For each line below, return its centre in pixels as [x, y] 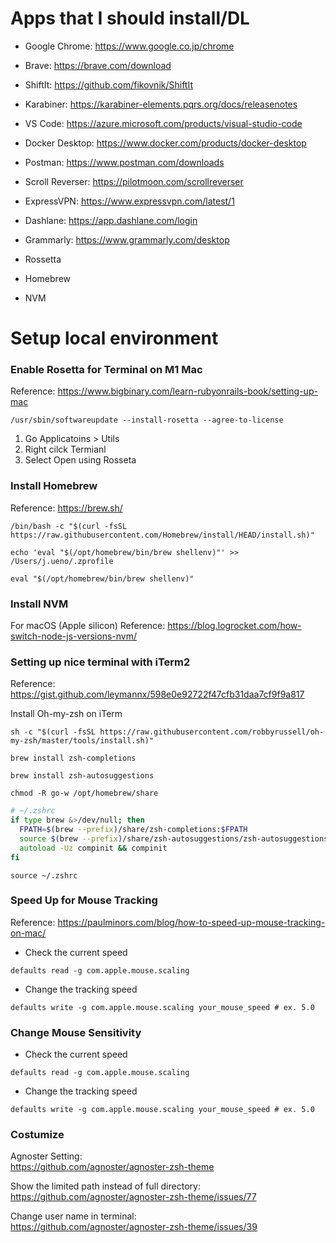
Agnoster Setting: [46, 1156]
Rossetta [43, 259]
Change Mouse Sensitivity [76, 1032]
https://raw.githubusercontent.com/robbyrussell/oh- [212, 732]
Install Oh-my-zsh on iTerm [66, 714]
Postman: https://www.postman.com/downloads [124, 162]
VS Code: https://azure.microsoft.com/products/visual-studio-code [163, 123]
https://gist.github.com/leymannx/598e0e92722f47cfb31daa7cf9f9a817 [157, 694]
